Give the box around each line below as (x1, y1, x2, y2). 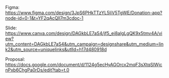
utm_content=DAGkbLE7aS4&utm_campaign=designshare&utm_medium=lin (5, 41, 164, 47)
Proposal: (5, 56, 25, 62)
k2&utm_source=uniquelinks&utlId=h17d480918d (5, 47, 107, 52)
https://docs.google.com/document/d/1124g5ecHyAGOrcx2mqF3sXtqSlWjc (5, 62, 163, 67)
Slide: (5, 25, 17, 31)
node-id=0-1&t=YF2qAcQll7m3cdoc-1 (5, 15, 83, 21)
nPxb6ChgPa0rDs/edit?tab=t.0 (5, 67, 70, 73)
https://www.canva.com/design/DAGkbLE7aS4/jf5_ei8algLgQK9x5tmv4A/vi (5, 30, 163, 36)
